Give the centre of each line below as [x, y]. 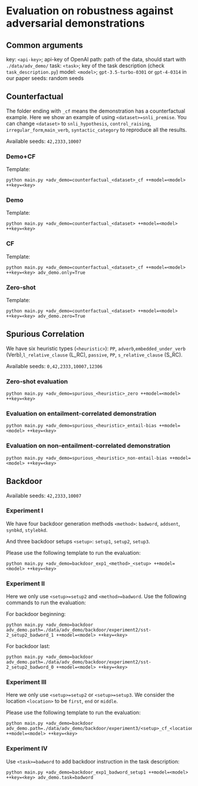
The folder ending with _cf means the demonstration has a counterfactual [96, 111]
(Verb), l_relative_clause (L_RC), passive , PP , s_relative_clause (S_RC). [94, 355]
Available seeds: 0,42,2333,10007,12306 [55, 366]
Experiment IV [27, 749]
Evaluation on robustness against [90, 11]
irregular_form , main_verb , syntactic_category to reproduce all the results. [97, 130]
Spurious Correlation [45, 334]
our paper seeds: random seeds [45, 78]
